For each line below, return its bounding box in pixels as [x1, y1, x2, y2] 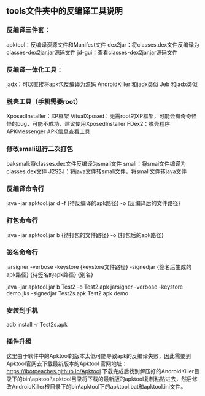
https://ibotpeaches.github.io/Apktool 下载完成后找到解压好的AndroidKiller [6, 368, 195, 375]
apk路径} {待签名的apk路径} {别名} [6, 271, 93, 278]
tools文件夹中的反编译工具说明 [6, 6, 123, 17]
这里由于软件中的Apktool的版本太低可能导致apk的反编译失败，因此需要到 [6, 352, 191, 360]
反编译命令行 [6, 184, 45, 193]
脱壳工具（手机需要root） [6, 97, 82, 106]
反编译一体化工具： [6, 65, 63, 74]
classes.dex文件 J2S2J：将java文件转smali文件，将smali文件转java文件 [6, 168, 187, 175]
